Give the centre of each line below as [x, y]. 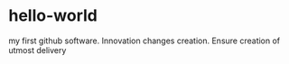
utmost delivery [37, 50]
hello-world [53, 16]
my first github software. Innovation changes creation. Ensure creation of [144, 41]
